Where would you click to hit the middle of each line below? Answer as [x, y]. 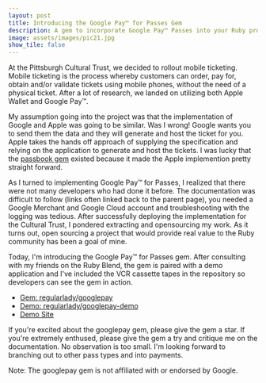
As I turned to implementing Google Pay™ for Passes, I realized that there [127, 182]
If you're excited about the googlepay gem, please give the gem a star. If [127, 330]
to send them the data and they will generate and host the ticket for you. [126, 134]
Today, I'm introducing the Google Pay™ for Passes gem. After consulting [127, 257]
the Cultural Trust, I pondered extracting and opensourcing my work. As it [128, 225]
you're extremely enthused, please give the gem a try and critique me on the [133, 339]
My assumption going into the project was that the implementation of [121, 117]
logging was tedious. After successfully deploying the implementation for [127, 216]
